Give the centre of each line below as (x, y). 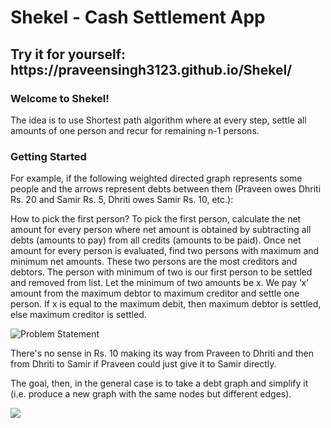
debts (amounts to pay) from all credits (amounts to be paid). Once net (156, 240)
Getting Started (48, 156)
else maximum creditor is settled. (78, 315)
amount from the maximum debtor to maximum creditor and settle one (155, 293)
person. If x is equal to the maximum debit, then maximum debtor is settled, (166, 304)
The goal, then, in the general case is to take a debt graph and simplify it (159, 383)
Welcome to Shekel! (60, 98)
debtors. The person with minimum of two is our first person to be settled (161, 272)
